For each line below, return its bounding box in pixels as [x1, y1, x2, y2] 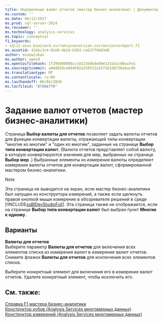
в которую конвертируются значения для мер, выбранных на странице [5, 152, 154, 158]
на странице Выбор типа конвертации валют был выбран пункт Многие [5, 207, 157, 213]
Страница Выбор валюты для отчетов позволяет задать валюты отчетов [5, 131, 158, 137]
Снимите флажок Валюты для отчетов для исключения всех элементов [5, 254, 156, 260]
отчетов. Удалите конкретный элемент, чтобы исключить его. [5, 274, 133, 280]
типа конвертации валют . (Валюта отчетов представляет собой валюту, [5, 147, 157, 153]
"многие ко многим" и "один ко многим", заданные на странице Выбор [5, 141, 154, 147]
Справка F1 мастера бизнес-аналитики [5, 301, 86, 307]
